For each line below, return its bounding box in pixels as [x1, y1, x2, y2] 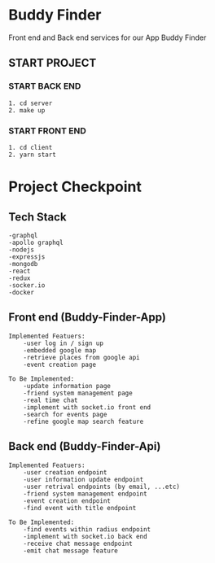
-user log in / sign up [23, 339, 104, 347]
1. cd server [8, 99, 53, 107]
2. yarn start [8, 151, 57, 159]
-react [8, 267, 31, 275]
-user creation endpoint [23, 468, 107, 477]
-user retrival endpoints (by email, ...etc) [23, 482, 181, 491]
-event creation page [23, 360, 96, 369]
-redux [8, 274, 31, 282]
